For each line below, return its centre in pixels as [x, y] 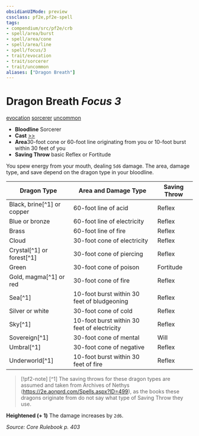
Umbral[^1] [25, 347]
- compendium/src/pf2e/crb [39, 28]
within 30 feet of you [40, 148]
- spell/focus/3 [26, 50]
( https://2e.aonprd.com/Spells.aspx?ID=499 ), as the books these [100, 392]
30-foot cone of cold [103, 311]
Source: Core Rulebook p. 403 [43, 427]
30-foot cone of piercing [108, 254]
